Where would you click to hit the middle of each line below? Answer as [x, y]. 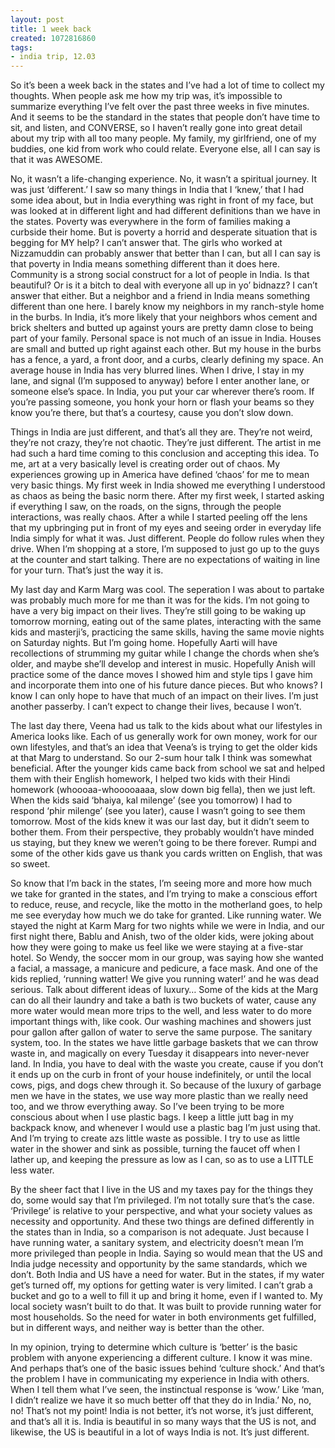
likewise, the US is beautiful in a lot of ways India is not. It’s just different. [160, 1432]
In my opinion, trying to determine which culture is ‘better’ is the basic [154, 1347]
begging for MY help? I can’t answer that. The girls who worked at [146, 243]
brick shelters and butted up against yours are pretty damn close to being [162, 328]
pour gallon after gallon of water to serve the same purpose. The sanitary [161, 1032]
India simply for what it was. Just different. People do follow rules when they [167, 538]
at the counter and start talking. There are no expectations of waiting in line [165, 560]
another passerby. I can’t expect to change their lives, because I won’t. [156, 707]
